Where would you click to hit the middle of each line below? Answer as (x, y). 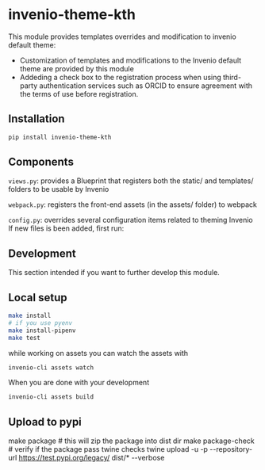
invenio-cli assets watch (51, 367)
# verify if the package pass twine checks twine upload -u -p (108, 449)
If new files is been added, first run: (66, 228)
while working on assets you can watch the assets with (98, 353)
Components (41, 162)
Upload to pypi (45, 422)
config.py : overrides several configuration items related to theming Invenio (131, 220)
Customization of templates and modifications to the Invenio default (131, 60)
